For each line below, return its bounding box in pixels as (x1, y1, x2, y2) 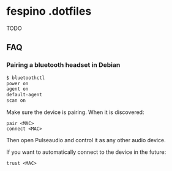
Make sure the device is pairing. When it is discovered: (6, 108, 144, 116)
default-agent (6, 92, 43, 98)
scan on (6, 97, 26, 104)
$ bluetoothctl (6, 75, 45, 81)
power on (6, 80, 29, 86)
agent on (6, 86, 29, 93)
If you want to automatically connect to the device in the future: (6, 148, 166, 156)
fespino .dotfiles (6, 4, 92, 18)
